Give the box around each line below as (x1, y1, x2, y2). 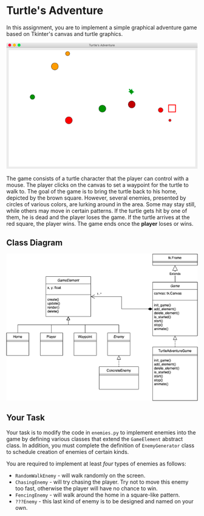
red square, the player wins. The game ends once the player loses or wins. (6, 220, 194, 227)
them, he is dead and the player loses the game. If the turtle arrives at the (6, 214, 190, 221)
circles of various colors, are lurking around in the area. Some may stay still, (6, 200, 196, 207)
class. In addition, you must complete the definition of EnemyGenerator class (6, 442, 195, 449)
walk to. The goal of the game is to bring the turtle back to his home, (6, 187, 178, 195)
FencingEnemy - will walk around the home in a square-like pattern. (15, 491, 180, 498)
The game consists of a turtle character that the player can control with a (6, 175, 189, 182)
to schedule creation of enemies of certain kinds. (6, 448, 129, 455)
